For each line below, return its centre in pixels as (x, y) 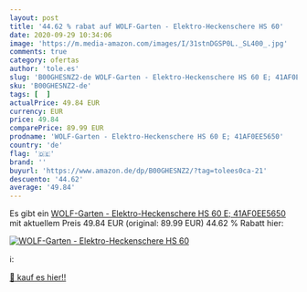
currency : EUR (37, 111)
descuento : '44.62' (47, 179)
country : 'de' (37, 145)
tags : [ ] (30, 94)
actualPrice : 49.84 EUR (55, 103)
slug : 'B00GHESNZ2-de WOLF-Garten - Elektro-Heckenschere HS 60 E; (141, 78)
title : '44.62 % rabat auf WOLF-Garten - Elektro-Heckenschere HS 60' (147, 26)
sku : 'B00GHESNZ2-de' (51, 86)
